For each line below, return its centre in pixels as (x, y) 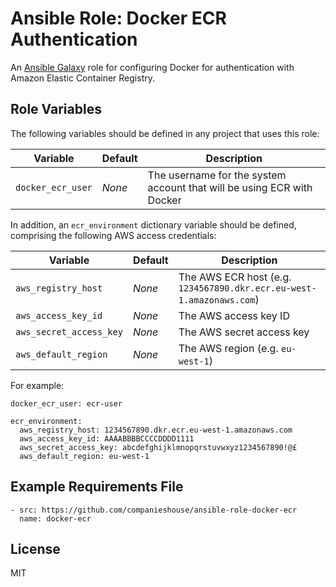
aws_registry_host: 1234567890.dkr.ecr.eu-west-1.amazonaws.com (156, 430)
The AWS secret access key (244, 332)
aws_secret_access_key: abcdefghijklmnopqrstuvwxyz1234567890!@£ (158, 447)
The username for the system (217, 175)
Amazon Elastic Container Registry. (82, 78)
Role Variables (56, 109)
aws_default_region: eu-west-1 (84, 456)
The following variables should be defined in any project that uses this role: (165, 133)
